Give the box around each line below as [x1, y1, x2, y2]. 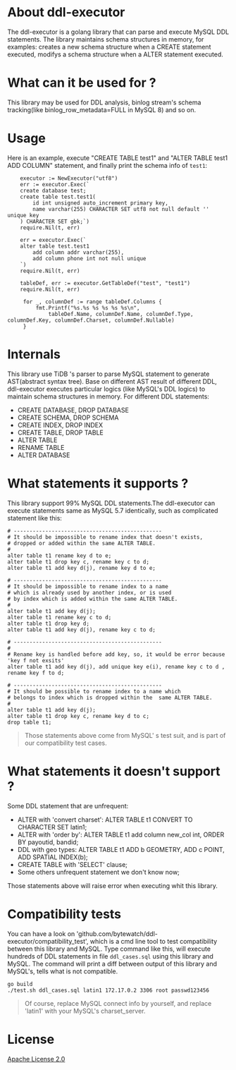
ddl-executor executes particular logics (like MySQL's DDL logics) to [7, 384, 206, 393]
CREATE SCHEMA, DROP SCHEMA [17, 413, 119, 422]
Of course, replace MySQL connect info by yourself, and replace [24, 999, 212, 1007]
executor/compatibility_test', [7, 937, 89, 945]
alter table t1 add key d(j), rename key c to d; [7, 626, 156, 633]
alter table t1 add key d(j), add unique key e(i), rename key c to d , [7, 663, 225, 670]
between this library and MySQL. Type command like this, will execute [7, 944, 211, 953]
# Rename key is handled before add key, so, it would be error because [7, 650, 225, 658]
